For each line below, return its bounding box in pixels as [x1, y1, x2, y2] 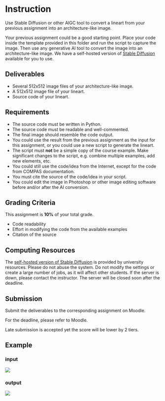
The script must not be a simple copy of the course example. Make [12, 147, 149, 153]
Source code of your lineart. [12, 93, 69, 99]
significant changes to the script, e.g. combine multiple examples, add [12, 152, 155, 159]
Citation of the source [12, 231, 57, 238]
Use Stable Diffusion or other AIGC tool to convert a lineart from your [5, 20, 145, 26]
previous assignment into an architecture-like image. [5, 25, 112, 31]
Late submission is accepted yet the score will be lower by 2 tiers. [5, 327, 139, 332]
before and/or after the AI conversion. [12, 184, 89, 190]
